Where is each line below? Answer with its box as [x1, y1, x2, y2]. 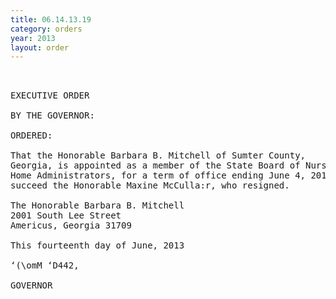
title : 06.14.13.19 [10, 14, 92, 25]
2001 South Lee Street [10, 210, 122, 221]
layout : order [10, 42, 70, 53]
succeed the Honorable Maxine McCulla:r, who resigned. [10, 180, 290, 191]
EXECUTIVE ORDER [10, 90, 90, 101]
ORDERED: [10, 130, 53, 141]
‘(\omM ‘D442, [10, 260, 80, 271]
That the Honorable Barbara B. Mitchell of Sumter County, [10, 150, 307, 161]
